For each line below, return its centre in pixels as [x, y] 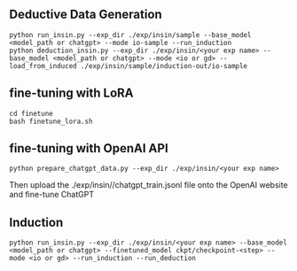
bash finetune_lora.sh [51, 121]
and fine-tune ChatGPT [52, 195]
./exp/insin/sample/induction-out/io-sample [164, 66]
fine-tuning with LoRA [72, 93]
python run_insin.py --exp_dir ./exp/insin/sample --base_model [130, 35]
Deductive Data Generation [86, 15]
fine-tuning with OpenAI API [89, 148]
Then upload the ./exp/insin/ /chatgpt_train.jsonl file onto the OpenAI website [148, 185]
